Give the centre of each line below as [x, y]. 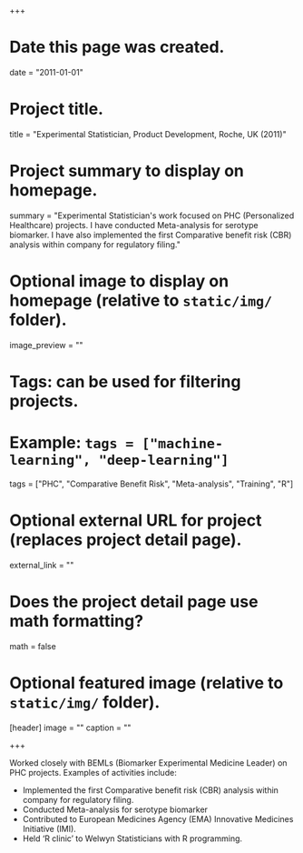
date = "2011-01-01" [46, 72]
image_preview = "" [46, 345]
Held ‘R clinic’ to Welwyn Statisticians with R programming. [132, 838]
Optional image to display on [119, 281]
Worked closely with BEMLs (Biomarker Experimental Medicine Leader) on [148, 763]
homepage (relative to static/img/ [141, 300]
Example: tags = [72, 443]
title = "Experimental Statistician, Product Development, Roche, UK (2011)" [148, 134]
